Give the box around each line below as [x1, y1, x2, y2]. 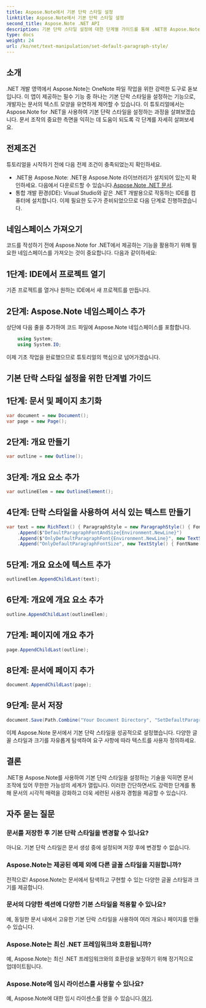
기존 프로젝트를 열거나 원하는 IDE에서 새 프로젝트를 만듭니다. [6, 286, 151, 294]
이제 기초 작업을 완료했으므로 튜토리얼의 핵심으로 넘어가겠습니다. [6, 353, 161, 361]
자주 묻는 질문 [6, 808, 55, 819]
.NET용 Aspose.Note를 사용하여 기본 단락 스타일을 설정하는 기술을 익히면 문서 [6, 773, 194, 781]
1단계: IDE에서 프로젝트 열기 [6, 268, 106, 279]
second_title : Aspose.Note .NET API [6, 20, 100, 26]
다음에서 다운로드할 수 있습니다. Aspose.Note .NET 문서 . [38, 181, 174, 189]
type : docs [6, 32, 34, 38]
